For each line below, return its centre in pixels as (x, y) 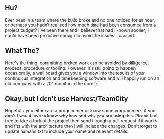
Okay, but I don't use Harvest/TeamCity (67, 99)
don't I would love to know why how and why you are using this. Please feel (81, 116)
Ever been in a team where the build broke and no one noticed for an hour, (80, 20)
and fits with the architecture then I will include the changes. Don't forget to (81, 126)
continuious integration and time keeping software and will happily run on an (82, 78)
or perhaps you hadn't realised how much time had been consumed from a (81, 25)
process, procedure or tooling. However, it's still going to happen (70, 68)
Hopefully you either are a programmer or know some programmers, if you (80, 111)
